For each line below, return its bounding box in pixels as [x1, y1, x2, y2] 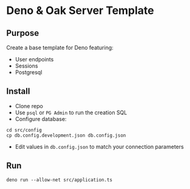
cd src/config [6, 127, 42, 133]
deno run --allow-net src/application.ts [6, 177, 113, 183]
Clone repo [15, 102, 44, 109]
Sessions [15, 62, 38, 69]
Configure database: [15, 115, 67, 122]
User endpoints [15, 56, 54, 63]
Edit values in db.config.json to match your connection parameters [15, 143, 184, 150]
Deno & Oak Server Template [6, 4, 155, 18]
